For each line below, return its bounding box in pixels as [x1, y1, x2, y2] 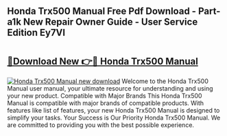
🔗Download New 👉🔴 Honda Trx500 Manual [7, 55, 199, 67]
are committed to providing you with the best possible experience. [7, 121, 194, 129]
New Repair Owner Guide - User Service [23, 16, 198, 28]
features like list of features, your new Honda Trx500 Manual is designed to [7, 106, 220, 114]
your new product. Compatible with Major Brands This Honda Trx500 [7, 92, 202, 100]
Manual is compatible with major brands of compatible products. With [7, 99, 204, 107]
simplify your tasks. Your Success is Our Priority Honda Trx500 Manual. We [7, 113, 221, 122]
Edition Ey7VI [7, 27, 66, 38]
